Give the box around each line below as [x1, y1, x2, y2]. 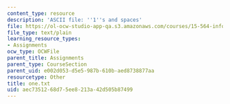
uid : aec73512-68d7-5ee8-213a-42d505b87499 [7, 86, 133, 93]
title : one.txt [7, 80, 51, 87]
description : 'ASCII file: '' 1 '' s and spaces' [7, 16, 142, 23]
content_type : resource [7, 10, 75, 17]
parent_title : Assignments [7, 55, 84, 62]
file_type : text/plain [7, 29, 72, 36]
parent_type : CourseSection [7, 61, 88, 68]
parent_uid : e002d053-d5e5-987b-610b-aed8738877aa [7, 67, 155, 74]
